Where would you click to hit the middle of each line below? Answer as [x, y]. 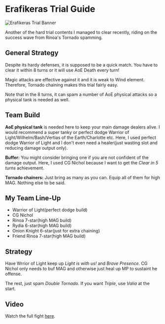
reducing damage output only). [36, 148]
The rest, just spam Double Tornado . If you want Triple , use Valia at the [78, 284]
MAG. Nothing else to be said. [35, 183]
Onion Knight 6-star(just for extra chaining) [56, 231]
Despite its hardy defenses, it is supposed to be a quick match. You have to [82, 65]
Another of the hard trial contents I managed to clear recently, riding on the [81, 32]
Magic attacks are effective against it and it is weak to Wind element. [75, 79]
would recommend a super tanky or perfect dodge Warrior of [67, 132]
